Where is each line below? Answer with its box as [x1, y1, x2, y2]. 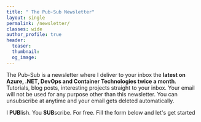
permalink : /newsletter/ [6, 20, 70, 26]
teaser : [12, 43, 32, 49]
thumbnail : [12, 49, 40, 55]
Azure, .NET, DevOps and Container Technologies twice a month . [6, 77, 176, 85]
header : [6, 37, 26, 43]
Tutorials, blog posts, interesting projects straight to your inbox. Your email [6, 84, 195, 91]
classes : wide [6, 26, 43, 32]
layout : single [6, 15, 45, 21]
